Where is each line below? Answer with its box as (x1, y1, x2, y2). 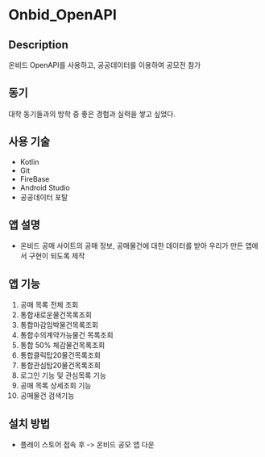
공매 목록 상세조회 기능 (19, 381, 92, 391)
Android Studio (19, 182, 70, 192)
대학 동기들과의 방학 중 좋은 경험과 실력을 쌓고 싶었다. (8, 109, 176, 119)
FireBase (19, 174, 50, 183)
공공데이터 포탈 (19, 192, 68, 202)
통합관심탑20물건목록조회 (19, 361, 101, 371)
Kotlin (19, 157, 39, 166)
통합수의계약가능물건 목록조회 (19, 330, 114, 340)
